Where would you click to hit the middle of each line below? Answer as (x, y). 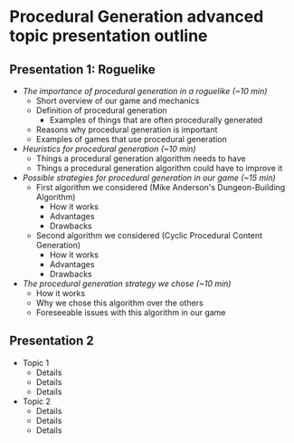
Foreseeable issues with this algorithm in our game (131, 313)
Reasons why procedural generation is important (127, 130)
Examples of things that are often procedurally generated (156, 120)
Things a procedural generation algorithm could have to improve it (159, 168)
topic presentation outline (109, 36)
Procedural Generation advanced (137, 17)
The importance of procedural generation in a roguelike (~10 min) (145, 91)
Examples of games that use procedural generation (132, 139)
